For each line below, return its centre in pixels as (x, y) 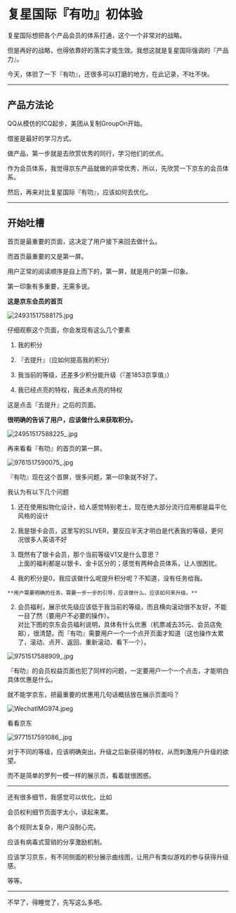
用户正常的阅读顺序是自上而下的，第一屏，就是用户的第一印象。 (99, 271)
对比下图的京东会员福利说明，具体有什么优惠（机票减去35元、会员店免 (120, 624)
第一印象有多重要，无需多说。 (50, 286)
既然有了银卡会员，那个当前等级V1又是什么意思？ (88, 554)
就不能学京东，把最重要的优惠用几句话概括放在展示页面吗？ (93, 694)
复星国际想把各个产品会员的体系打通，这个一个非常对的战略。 (97, 35)
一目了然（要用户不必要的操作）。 (65, 615)
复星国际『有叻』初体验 (75, 14)
